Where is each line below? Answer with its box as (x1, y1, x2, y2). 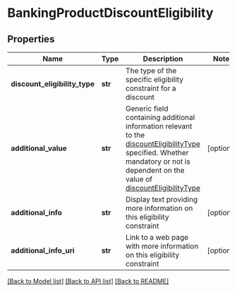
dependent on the (126, 166, 185, 175)
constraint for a (126, 83, 176, 93)
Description (142, 54, 183, 63)
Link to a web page (126, 233, 189, 242)
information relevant (126, 121, 193, 131)
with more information (126, 241, 199, 251)
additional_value (11, 143, 67, 153)
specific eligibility (126, 75, 183, 84)
